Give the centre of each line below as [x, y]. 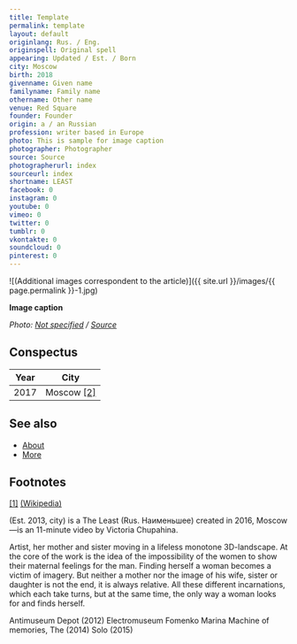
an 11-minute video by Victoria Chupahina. [102, 530]
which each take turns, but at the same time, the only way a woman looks [143, 594]
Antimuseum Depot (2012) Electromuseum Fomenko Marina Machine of [139, 621]
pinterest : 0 [33, 256]
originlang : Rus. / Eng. [55, 42]
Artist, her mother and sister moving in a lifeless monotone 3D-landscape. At [148, 547]
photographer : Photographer [61, 149]
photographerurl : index [53, 165]
